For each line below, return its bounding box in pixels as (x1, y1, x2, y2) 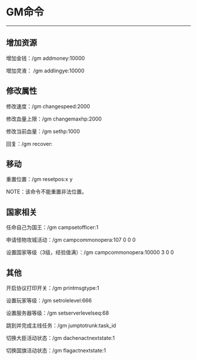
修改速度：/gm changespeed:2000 (6, 102, 90, 109)
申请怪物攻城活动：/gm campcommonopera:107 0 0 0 (6, 236, 136, 244)
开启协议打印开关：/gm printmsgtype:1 (6, 285, 100, 291)
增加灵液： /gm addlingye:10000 (6, 67, 85, 74)
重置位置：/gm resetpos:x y (6, 176, 73, 183)
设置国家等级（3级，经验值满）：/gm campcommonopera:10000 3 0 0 (6, 249, 174, 256)
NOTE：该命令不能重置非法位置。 (6, 188, 87, 195)
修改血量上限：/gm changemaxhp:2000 (6, 115, 102, 122)
